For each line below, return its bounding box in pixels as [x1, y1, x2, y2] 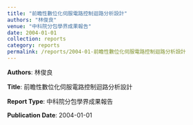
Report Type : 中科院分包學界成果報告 [7, 97, 114, 105]
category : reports [7, 42, 60, 49]
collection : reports [7, 36, 67, 43]
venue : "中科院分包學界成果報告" [7, 23, 92, 30]
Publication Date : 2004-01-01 [7, 111, 92, 119]
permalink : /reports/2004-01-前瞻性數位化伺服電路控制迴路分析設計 [7, 49, 186, 56]
